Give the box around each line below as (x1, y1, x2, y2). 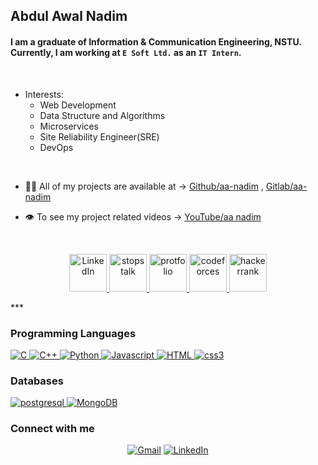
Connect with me (10, 422, 95, 436)
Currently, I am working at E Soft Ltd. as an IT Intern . (10, 46, 242, 58)
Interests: (24, 88, 64, 100)
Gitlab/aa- (265, 180, 308, 192)
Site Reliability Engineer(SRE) (39, 130, 160, 143)
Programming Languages (10, 326, 137, 340)
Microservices (39, 120, 99, 132)
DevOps (39, 141, 74, 153)
